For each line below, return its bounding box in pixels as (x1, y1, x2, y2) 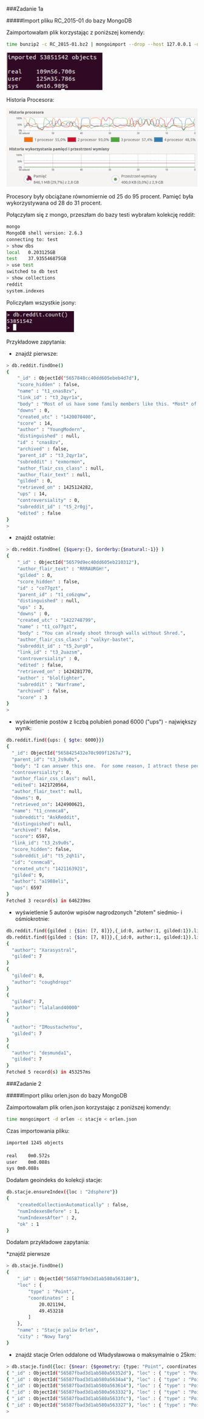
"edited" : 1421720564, (12, 782, 69, 788)
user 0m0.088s (6, 1159, 50, 1165)
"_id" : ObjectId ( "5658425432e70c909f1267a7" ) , (12, 750, 132, 756)
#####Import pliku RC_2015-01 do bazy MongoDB (6, 17, 132, 24)
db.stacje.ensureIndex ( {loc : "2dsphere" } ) (6, 1189, 118, 1195)
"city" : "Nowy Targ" (17, 1334, 72, 1340)
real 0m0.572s (6, 1152, 50, 1159)
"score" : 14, (17, 420, 53, 426)
